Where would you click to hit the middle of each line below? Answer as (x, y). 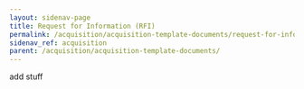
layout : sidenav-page (50, 18)
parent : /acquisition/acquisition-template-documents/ (115, 51)
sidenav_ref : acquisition (58, 43)
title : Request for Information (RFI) (82, 26)
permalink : (30, 34)
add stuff (26, 76)
